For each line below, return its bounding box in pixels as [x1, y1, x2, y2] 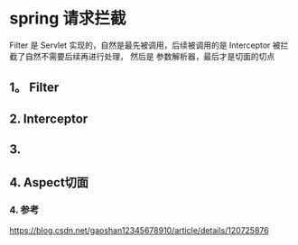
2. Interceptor [9, 111, 88, 126]
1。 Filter [9, 80, 60, 95]
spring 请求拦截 [9, 8, 126, 29]
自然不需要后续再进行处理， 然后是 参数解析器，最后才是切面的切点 [24, 50, 275, 61]
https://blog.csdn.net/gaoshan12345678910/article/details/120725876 [9, 224, 269, 235]
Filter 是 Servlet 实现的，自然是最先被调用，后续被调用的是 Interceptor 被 [9, 40, 282, 50]
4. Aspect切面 [9, 175, 88, 190]
